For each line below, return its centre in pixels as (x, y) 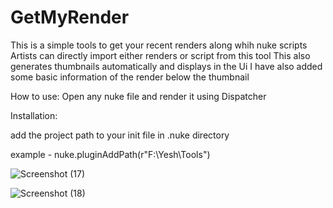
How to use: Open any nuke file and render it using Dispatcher (138, 96)
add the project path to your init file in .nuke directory (120, 135)
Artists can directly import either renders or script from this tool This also (160, 55)
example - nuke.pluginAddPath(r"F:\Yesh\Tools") (110, 154)
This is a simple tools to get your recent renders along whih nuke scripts (159, 45)
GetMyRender (70, 17)
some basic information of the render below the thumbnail (130, 77)
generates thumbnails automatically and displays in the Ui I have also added (166, 66)
